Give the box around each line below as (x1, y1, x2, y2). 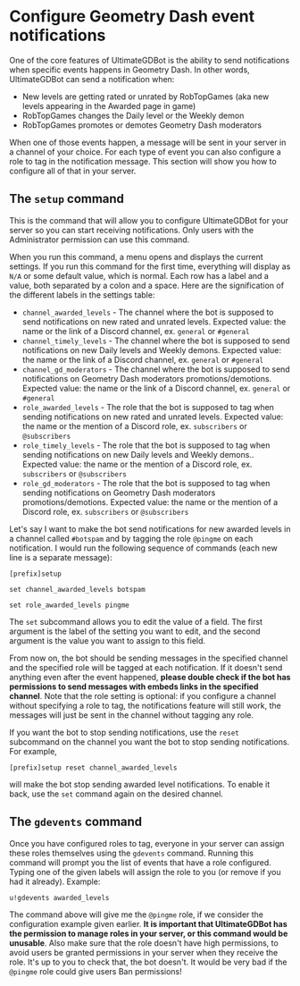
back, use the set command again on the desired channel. (9, 788, 223, 799)
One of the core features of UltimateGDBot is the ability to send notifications (9, 55, 290, 65)
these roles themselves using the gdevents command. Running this (9, 847, 254, 858)
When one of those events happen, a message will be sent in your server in (9, 137, 287, 147)
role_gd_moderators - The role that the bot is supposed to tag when (21, 477, 271, 488)
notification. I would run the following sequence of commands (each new (9, 543, 279, 553)
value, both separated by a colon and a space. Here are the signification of (9, 280, 284, 291)
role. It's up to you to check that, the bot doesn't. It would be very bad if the (9, 957, 287, 967)
